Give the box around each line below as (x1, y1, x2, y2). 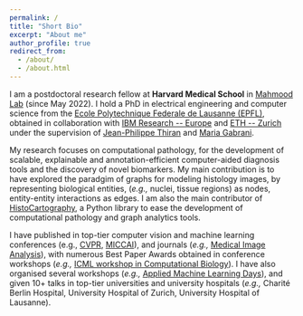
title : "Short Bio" (9, 22, 83, 31)
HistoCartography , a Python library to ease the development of (9, 202, 243, 213)
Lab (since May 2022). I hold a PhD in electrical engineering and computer (9, 98, 288, 109)
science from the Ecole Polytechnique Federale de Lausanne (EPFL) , (9, 108, 265, 119)
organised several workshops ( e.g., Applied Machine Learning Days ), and (9, 268, 283, 279)
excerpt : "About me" (9, 30, 88, 39)
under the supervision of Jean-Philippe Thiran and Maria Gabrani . (9, 127, 255, 138)
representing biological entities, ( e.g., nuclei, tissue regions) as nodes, (9, 183, 271, 194)
